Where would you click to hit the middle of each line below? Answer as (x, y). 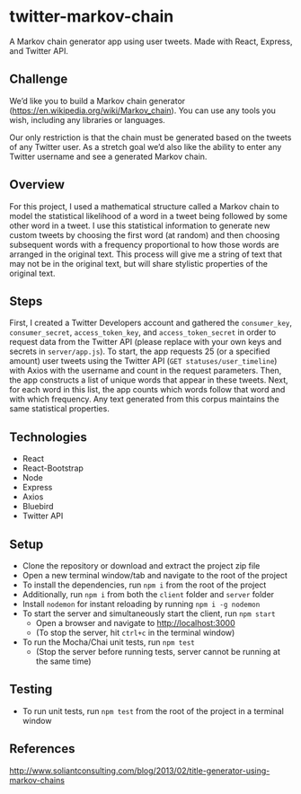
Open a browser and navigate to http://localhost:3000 (135, 623)
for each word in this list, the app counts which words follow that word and (147, 390)
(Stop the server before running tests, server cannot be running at (158, 652)
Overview (37, 185)
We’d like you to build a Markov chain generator (97, 101)
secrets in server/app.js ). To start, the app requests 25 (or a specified (140, 351)
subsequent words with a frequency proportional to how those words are (144, 244)
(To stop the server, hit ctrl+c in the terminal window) (135, 632)
